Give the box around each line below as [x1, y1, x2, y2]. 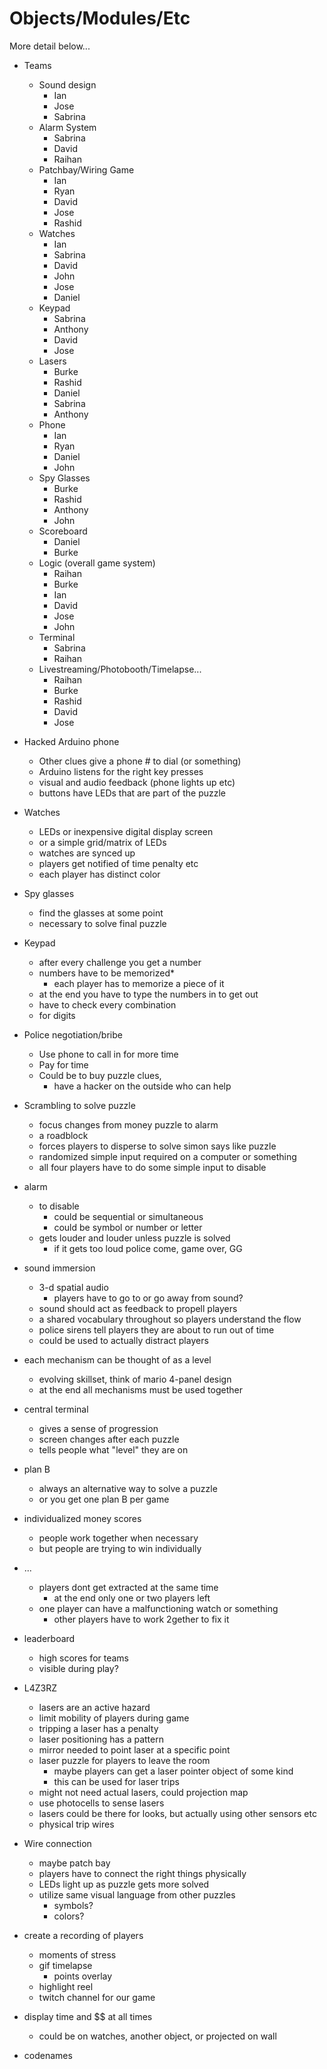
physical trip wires [38, 1818, 115, 1830]
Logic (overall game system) [38, 557, 156, 569]
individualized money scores [23, 1512, 142, 1524]
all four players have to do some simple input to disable [38, 1161, 267, 1173]
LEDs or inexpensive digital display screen [38, 825, 214, 837]
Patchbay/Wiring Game [38, 163, 135, 176]
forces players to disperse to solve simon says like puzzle [38, 1140, 277, 1152]
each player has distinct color [38, 868, 161, 880]
